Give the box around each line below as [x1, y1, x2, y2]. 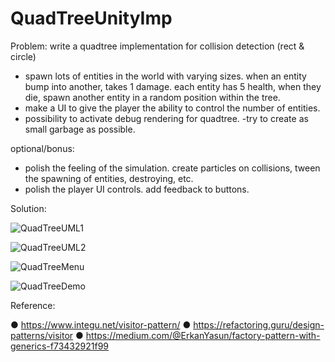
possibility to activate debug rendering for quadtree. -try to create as [24, 112, 309, 124]
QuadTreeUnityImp [10, 7, 173, 30]
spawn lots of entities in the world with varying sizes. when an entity [24, 70, 307, 82]
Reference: [10, 299, 56, 311]
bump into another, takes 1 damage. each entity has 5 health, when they [24, 80, 322, 92]
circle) [10, 50, 37, 62]
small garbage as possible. [24, 123, 136, 135]
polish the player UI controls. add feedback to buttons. [24, 183, 250, 195]
